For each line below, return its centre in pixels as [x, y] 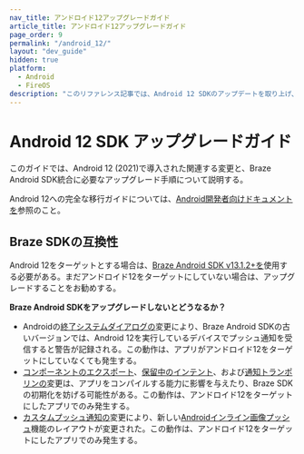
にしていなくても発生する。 [90, 360]
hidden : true [34, 60]
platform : [28, 69]
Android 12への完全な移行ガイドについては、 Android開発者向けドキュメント [151, 199]
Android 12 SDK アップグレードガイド [151, 141]
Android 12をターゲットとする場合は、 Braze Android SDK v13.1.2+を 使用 [145, 265]
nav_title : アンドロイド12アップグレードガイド [90, 18]
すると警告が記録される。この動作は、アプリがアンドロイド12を [150, 350]
